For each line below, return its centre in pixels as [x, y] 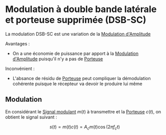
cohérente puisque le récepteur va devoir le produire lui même [77, 84]
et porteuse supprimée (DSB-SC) [76, 20]
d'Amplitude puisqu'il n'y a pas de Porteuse [58, 58]
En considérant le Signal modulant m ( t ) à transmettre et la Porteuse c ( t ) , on [83, 111]
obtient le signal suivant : [31, 117]
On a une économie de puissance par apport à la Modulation [75, 53]
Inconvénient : [20, 69]
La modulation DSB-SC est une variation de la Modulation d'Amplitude [78, 34]
